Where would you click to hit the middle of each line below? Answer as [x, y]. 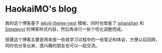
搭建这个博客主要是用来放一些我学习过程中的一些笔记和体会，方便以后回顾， [82, 39]
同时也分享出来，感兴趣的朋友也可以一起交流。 [52, 45]
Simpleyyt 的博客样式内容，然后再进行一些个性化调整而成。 [65, 29]
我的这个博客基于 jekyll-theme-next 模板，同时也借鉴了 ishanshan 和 [74, 23]
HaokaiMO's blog [41, 9]
